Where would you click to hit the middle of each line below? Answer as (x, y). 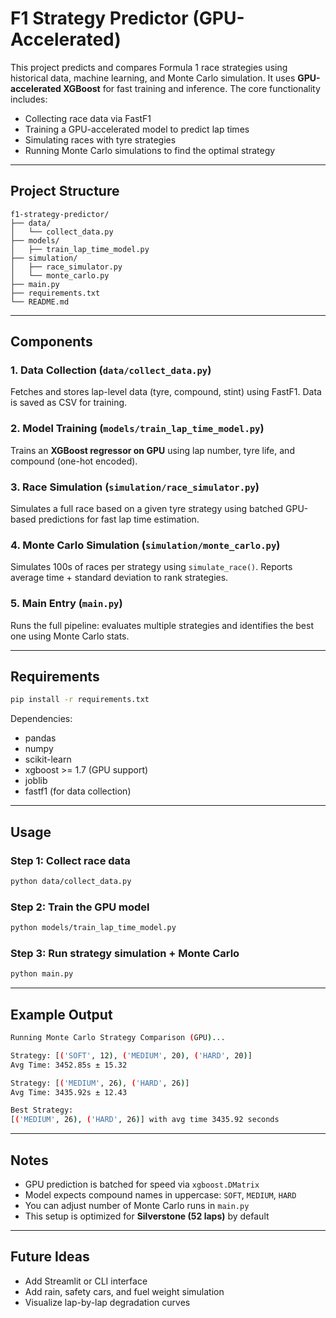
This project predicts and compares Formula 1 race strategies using (149, 67)
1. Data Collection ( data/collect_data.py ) (111, 370)
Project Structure (65, 191)
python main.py (42, 974)
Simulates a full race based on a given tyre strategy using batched (147, 509)
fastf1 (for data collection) (78, 791)
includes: (29, 99)
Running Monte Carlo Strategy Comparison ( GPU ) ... (118, 1038)
